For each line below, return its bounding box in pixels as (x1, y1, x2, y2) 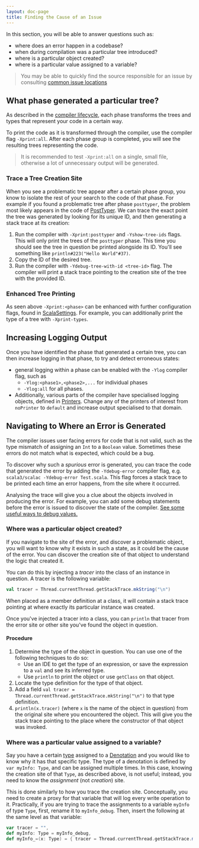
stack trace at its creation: (6, 219, 70, 226)
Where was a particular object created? (6, 525, 123, 533)
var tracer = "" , (6, 825, 49, 831)
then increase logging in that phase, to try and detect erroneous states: (6, 355, 180, 362)
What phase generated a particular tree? (6, 95, 159, 105)
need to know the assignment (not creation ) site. (6, 777, 126, 784)
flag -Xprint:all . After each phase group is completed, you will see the (6, 136, 181, 143)
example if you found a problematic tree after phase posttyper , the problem (6, 200, 191, 207)
